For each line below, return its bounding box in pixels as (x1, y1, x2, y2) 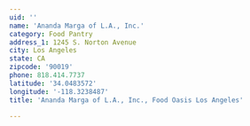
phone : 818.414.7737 (9, 71, 86, 80)
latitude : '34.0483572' (9, 79, 98, 88)
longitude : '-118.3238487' (9, 87, 109, 96)
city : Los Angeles (9, 46, 77, 55)
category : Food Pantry (9, 29, 93, 38)
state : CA (9, 54, 46, 63)
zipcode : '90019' (9, 63, 74, 72)
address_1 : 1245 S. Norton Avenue (9, 37, 137, 47)
